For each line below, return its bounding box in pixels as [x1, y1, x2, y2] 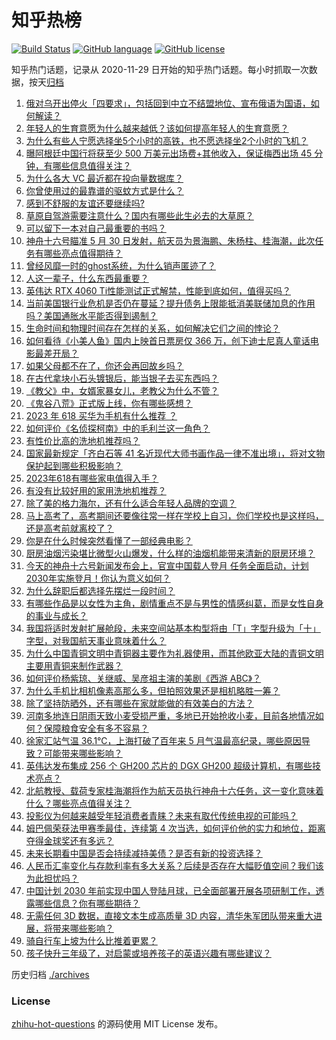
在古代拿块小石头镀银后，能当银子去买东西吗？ [25, 372, 219, 384]
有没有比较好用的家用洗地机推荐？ [25, 484, 167, 496]
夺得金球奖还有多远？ [25, 834, 114, 846]
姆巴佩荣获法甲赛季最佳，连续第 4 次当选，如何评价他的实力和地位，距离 [25, 822, 326, 834]
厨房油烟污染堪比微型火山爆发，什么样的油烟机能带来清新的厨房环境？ [25, 547, 316, 559]
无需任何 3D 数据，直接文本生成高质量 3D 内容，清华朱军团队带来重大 [25, 909, 314, 921]
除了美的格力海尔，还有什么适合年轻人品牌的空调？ [25, 497, 237, 509]
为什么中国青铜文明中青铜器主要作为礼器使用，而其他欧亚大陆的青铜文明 [25, 647, 324, 659]
